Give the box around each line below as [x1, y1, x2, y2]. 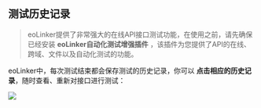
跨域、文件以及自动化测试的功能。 [27, 49, 138, 59]
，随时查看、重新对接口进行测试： [15, 75, 126, 85]
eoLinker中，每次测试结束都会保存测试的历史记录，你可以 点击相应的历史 [8, 66, 245, 75]
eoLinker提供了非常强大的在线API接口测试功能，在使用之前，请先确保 [27, 30, 253, 39]
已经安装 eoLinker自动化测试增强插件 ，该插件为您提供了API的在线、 [27, 39, 252, 49]
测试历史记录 [8, 7, 71, 21]
